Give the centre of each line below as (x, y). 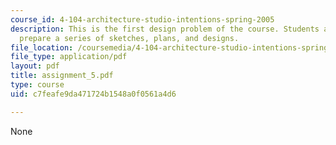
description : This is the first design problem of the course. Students (165, 29)
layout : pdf (35, 66)
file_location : (42, 47)
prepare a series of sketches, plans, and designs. (129, 38)
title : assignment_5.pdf (62, 76)
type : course (37, 85)
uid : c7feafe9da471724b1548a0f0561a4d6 (93, 94)
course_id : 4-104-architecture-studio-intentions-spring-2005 (142, 19)
